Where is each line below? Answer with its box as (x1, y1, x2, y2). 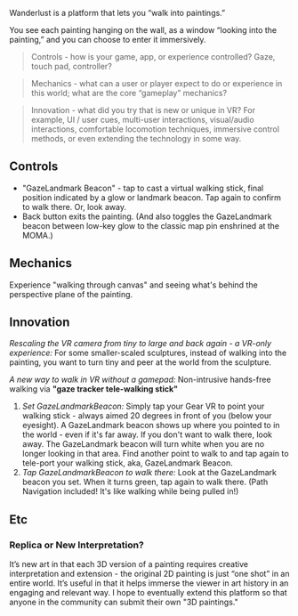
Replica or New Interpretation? (9, 539, 144, 551)
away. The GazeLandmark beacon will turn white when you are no (21, 439, 265, 450)
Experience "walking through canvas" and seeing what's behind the (9, 280, 258, 290)
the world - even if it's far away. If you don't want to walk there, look (21, 429, 273, 440)
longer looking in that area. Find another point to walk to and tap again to (21, 449, 289, 459)
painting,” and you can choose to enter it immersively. (9, 35, 206, 45)
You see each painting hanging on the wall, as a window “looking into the (9, 25, 278, 35)
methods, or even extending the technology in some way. (30, 134, 242, 143)
